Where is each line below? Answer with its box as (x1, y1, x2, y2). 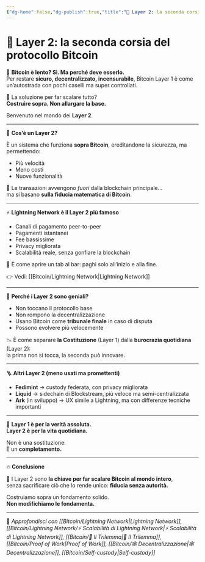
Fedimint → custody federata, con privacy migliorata (15, 383, 148, 391)
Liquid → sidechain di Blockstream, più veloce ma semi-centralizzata (15, 390, 189, 397)
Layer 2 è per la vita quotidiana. (6, 427, 88, 434)
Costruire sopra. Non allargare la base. (6, 100, 107, 107)
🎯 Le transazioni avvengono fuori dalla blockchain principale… (6, 184, 163, 191)
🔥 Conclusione (6, 462, 45, 470)
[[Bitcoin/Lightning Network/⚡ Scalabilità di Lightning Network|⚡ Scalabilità (6, 524, 197, 531)
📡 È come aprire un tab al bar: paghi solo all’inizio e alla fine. (6, 260, 157, 268)
